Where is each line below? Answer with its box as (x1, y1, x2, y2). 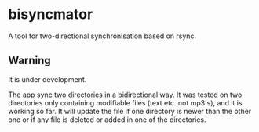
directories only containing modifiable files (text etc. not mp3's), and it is (8, 98, 243, 107)
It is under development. (8, 74, 87, 84)
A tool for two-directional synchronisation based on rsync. (8, 31, 197, 41)
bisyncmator (8, 5, 93, 23)
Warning (8, 54, 51, 67)
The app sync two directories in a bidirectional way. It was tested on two (8, 90, 243, 99)
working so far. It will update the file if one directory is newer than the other (8, 106, 252, 116)
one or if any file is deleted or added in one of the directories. (8, 115, 206, 124)
